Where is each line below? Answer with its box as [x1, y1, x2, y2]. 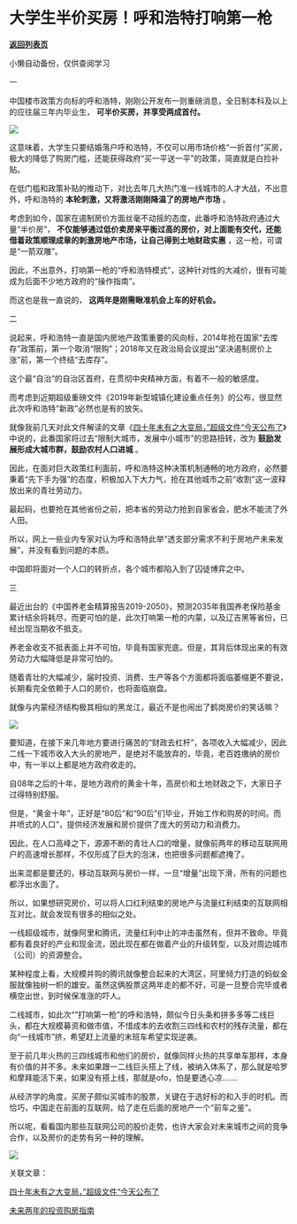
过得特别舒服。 [9, 789, 64, 799]
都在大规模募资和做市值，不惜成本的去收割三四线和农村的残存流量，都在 [24, 1020, 288, 1031]
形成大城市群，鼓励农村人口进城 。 [16, 443, 143, 454]
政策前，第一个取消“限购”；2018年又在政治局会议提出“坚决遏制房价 [20, 343, 265, 354]
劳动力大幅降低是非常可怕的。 [9, 652, 118, 664]
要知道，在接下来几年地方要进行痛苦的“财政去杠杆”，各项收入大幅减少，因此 [9, 736, 287, 748]
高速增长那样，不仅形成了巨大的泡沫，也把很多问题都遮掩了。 [24, 849, 249, 859]
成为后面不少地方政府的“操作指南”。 [9, 275, 141, 286]
